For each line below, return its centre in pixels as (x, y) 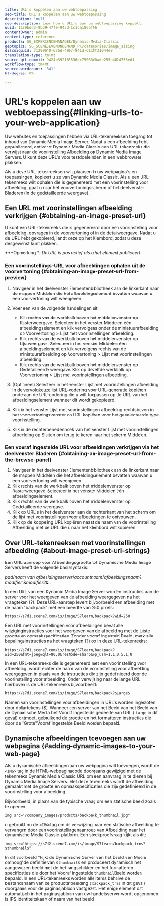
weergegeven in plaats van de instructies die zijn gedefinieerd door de (76, 674)
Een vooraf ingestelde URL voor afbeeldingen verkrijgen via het (82, 447)
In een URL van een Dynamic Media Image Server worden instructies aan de (82, 592)
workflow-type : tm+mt (27, 64)
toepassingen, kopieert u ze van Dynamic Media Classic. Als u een (72, 177)
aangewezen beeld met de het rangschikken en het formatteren (69, 867)
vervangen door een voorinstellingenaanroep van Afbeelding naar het (75, 830)
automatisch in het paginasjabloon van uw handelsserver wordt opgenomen (82, 894)
